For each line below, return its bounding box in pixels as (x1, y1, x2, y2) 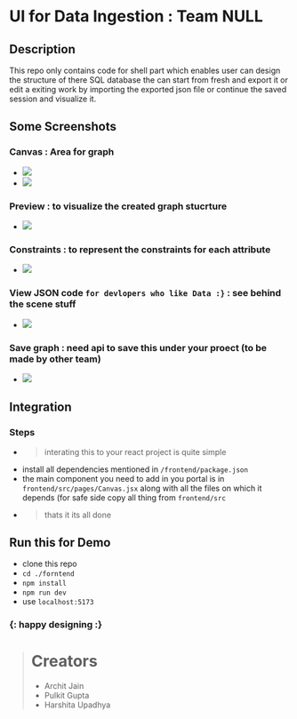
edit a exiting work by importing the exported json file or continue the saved (9, 84, 287, 94)
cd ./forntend (21, 570, 75, 579)
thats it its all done (44, 509, 112, 520)
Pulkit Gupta (44, 691, 90, 701)
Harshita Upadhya (44, 699, 111, 710)
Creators (30, 651, 98, 672)
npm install (21, 579, 67, 588)
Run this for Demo (9, 535, 111, 550)
